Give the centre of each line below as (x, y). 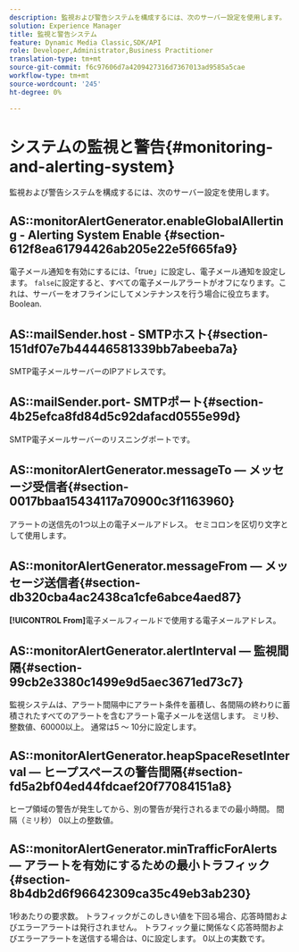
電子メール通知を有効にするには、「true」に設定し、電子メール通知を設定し (148, 271)
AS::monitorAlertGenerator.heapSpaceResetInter (149, 756)
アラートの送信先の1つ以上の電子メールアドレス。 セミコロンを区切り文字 (145, 524)
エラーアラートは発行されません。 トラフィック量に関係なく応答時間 (143, 927)
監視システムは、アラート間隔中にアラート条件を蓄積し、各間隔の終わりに (146, 705)
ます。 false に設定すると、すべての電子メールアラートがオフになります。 (144, 283)
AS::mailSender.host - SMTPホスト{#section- (139, 334)
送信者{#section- (92, 583)
